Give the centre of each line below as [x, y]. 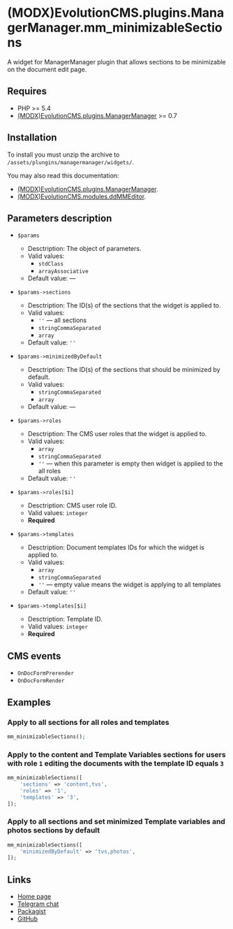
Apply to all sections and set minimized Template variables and [116, 821]
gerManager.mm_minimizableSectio [115, 28]
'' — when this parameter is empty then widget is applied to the [130, 463]
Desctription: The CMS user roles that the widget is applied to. [117, 434]
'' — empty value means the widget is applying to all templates [129, 584]
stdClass [51, 264]
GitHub [28, 919]
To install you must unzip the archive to [63, 154]
